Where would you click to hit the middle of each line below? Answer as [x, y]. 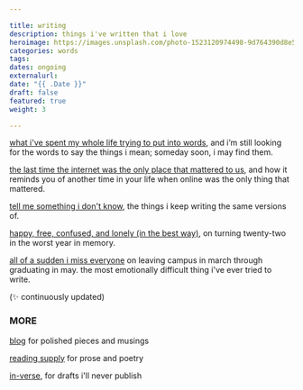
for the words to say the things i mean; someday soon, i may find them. [141, 152]
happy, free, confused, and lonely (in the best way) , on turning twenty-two [148, 233]
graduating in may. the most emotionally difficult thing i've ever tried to [141, 270]
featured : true [38, 101]
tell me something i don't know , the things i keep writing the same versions [148, 206]
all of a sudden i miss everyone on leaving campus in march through [136, 260]
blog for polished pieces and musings [79, 340]
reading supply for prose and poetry [77, 358]
